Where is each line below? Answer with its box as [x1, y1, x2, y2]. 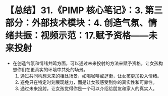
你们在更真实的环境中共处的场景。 [17, 66, 88, 72]
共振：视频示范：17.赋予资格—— [14, 30, 149, 41]
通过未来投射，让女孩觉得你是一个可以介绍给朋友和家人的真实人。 [20, 85, 157, 91]
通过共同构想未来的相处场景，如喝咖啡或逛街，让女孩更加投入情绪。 [20, 73, 162, 79]
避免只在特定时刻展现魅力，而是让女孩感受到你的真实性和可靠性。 [20, 79, 157, 85]
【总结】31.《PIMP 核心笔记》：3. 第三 [5, 5, 163, 16]
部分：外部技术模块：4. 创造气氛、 [5, 17, 149, 29]
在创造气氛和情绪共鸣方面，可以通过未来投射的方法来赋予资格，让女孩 [12, 60, 159, 66]
